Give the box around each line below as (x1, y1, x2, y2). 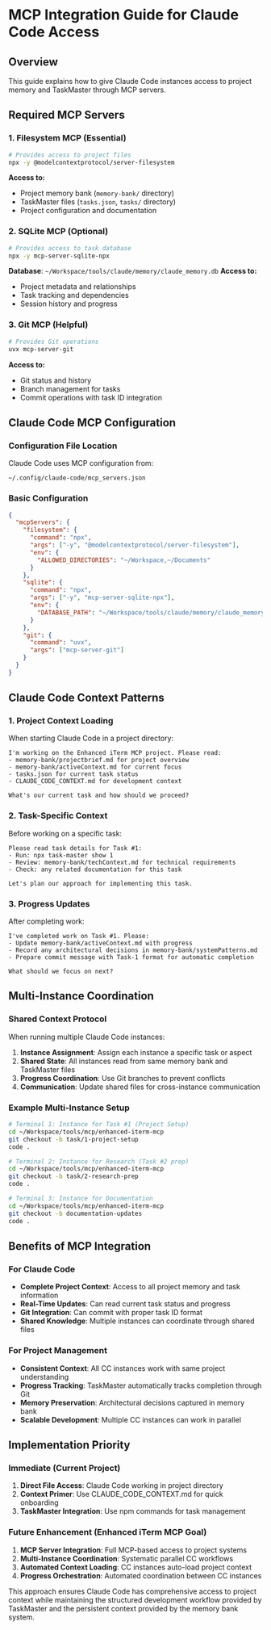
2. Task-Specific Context (8, 810, 108, 821)
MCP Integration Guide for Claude (8, 6, 240, 24)
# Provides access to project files (8, 151, 131, 159)
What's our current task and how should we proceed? (8, 791, 190, 800)
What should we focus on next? (8, 967, 114, 976)
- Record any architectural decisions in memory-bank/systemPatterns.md (8, 946, 258, 954)
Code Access (8, 23, 100, 41)
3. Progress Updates (8, 898, 90, 909)
